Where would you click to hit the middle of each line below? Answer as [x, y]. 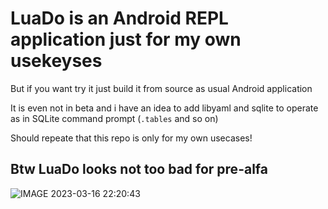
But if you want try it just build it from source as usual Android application [161, 88]
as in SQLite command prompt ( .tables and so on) [114, 118]
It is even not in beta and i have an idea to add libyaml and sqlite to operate [164, 108]
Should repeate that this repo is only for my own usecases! [131, 138]
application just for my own [126, 39]
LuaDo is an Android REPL [119, 18]
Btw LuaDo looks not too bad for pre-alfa [139, 169]
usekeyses [56, 61]
